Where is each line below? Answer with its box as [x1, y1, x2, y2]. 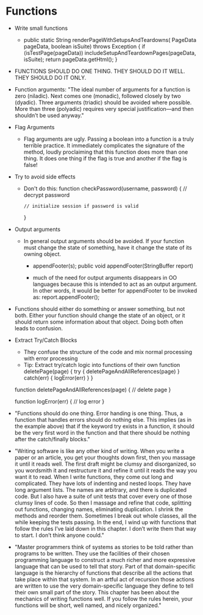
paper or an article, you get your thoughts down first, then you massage [14, 453, 196, 461]
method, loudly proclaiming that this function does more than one [23, 148, 188, 155]
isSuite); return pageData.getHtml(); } [23, 55, 118, 63]
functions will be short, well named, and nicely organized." [14, 602, 162, 609]
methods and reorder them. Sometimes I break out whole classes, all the [14, 512, 197, 519]
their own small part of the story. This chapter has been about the [14, 588, 180, 595]
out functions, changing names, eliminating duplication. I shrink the [14, 505, 183, 513]
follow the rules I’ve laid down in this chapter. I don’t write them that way [14, 525, 196, 532]
